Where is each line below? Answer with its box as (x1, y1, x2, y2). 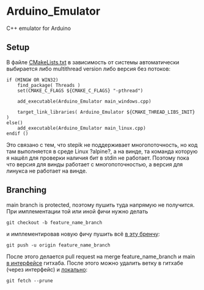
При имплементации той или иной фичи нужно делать (6, 207, 148, 215)
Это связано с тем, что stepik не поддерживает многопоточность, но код (6, 141, 198, 148)
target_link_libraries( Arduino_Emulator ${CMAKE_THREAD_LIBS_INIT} (17, 109, 195, 115)
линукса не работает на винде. (6, 167, 87, 174)
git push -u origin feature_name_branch (6, 242, 111, 248)
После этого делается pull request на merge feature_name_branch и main (6, 253, 195, 260)
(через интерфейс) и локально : (6, 266, 88, 273)
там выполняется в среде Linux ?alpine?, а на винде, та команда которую (6, 147, 198, 155)
